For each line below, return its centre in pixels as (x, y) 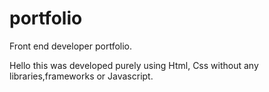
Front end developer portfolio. (71, 46)
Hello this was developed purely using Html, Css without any (134, 65)
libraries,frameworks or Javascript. (81, 76)
